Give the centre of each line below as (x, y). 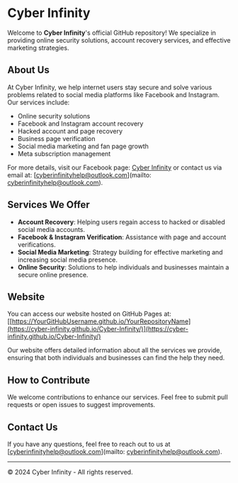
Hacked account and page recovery (70, 131)
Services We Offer (49, 205)
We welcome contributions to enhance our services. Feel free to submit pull (118, 397)
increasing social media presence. (68, 260)
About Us (28, 70)
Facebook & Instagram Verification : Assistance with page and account (122, 237)
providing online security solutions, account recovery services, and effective (119, 40)
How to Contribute (49, 380)
